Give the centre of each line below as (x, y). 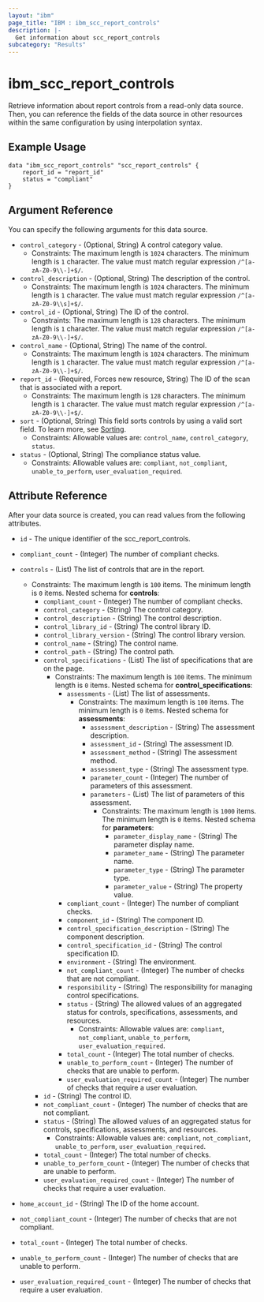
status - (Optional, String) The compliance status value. (110, 454)
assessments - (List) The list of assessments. (138, 693)
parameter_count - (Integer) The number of (159, 777)
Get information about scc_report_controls (87, 37)
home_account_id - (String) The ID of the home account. (109, 1203)
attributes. (25, 523)
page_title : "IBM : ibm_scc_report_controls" (84, 23)
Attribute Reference (58, 496)
